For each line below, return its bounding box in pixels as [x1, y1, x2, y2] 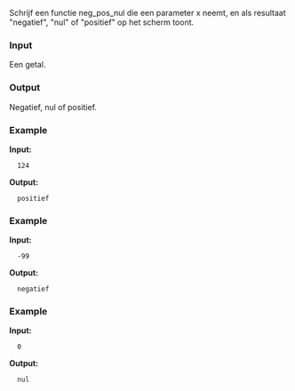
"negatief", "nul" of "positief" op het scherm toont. [9, 17, 195, 28]
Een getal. [9, 60, 46, 70]
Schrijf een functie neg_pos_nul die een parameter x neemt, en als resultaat [9, 8, 286, 18]
